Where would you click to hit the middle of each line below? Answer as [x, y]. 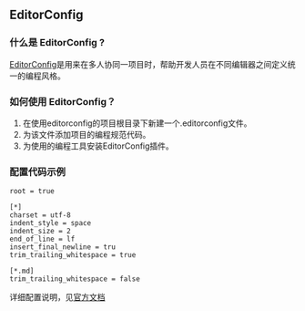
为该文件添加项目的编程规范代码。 [86, 134]
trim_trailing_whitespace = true [73, 255]
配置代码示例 [38, 171]
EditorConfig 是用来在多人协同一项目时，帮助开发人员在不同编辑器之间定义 [149, 64]
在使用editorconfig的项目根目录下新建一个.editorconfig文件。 [137, 123]
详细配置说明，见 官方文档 [57, 297]
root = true [32, 192]
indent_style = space [51, 223]
